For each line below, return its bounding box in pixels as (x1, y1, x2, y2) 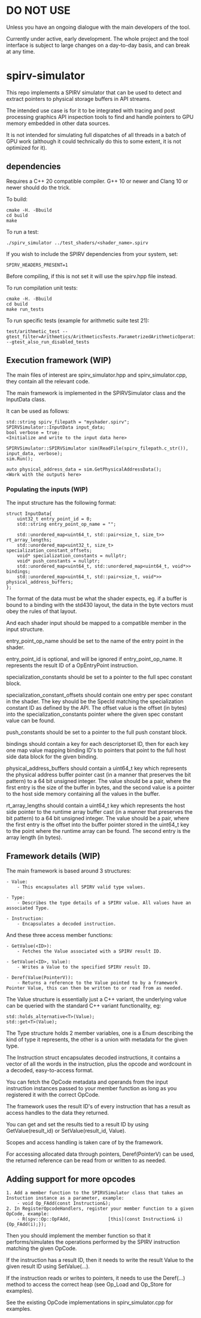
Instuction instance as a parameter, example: (6, 1195, 124, 1201)
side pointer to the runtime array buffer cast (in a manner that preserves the (6, 808, 193, 815)
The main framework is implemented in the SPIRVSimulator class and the (6, 389, 186, 397)
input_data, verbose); (6, 450, 63, 457)
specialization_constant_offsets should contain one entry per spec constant (6, 691, 193, 698)
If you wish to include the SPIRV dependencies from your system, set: (6, 250, 178, 257)
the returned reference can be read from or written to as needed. (6, 1156, 166, 1164)
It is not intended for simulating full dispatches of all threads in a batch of (6, 131, 187, 138)
